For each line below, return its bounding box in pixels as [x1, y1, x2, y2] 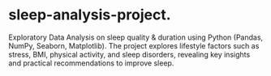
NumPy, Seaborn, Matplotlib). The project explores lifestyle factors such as [8, 40, 260, 50]
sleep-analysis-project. [8, 6, 171, 24]
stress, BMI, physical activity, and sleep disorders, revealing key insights [8, 49, 251, 59]
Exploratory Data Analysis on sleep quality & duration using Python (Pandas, [8, 32, 264, 42]
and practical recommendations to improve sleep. [8, 58, 174, 68]
